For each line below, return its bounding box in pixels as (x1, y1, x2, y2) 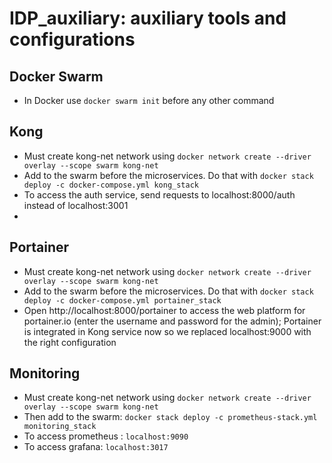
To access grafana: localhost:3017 (23, 441, 169, 453)
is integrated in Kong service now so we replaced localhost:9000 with (23, 325, 312, 337)
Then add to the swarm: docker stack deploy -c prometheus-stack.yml (23, 411, 318, 423)
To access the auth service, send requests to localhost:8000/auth (23, 188, 296, 201)
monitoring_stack (23, 422, 97, 432)
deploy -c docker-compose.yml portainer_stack (23, 295, 222, 306)
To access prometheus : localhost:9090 (23, 430, 189, 442)
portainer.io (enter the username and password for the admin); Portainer (23, 315, 322, 327)
